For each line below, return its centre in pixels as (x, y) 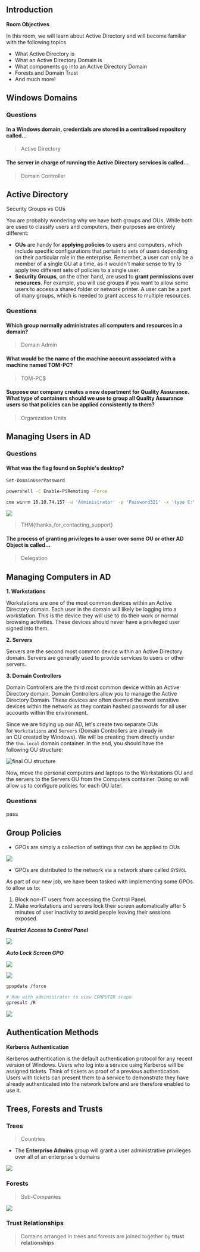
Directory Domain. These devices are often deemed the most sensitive (93, 700)
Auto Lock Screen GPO (35, 953)
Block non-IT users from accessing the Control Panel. (81, 899)
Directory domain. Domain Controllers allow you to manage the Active (92, 694)
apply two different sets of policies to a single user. (77, 270)
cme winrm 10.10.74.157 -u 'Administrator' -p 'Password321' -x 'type (96, 502)
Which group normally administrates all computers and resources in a (94, 325)
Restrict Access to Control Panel (47, 930)
